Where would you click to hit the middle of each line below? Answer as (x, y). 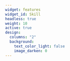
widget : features (23, 10)
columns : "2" (23, 37)
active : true (18, 28)
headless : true (21, 19)
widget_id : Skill (23, 14)
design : (13, 32)
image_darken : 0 (31, 51)
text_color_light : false (39, 46)
